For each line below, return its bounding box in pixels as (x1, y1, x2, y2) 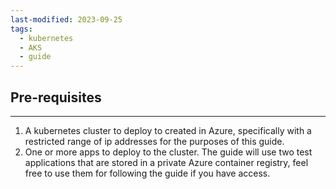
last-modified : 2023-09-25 (10, 14, 123, 25)
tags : (10, 24, 33, 34)
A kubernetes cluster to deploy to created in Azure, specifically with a (24, 124, 312, 136)
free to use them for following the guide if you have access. (24, 167, 271, 179)
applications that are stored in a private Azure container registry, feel (24, 156, 309, 168)
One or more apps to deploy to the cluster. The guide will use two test (24, 146, 313, 158)
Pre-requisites (10, 89, 102, 106)
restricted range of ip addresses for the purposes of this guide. (24, 135, 285, 147)
